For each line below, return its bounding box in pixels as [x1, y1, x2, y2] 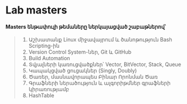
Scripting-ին [28, 42, 60, 50]
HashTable [28, 92, 55, 99]
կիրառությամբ [28, 86, 70, 93]
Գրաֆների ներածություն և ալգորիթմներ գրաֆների [28, 79, 171, 86]
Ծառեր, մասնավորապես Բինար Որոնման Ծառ [28, 74, 158, 81]
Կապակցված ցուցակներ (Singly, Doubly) [28, 67, 137, 74]
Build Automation [28, 55, 70, 62]
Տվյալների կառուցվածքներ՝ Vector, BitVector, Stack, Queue [28, 61, 181, 68]
